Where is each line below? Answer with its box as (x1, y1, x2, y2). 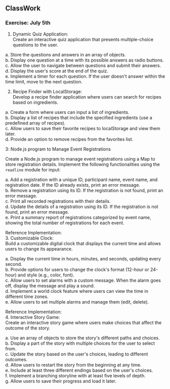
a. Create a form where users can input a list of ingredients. (5, 109, 129, 115)
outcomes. (5, 356, 28, 363)
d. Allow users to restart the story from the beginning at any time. (5, 362, 142, 368)
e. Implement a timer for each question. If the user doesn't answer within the (5, 73, 165, 79)
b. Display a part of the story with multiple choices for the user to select (5, 340, 155, 346)
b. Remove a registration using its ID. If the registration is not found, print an (5, 187, 163, 193)
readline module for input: (5, 166, 61, 172)
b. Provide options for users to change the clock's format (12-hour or (5, 266, 150, 273)
